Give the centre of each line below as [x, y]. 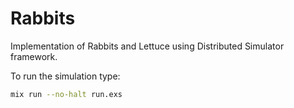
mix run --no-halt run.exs [66, 94]
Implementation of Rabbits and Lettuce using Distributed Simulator [147, 46]
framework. [34, 56]
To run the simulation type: [65, 76]
